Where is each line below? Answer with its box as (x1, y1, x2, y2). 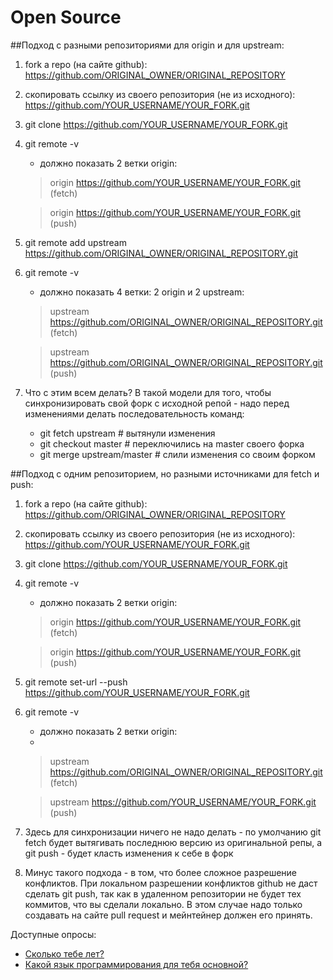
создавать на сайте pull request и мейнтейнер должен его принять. (24, 909, 313, 921)
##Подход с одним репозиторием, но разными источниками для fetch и (10, 467, 320, 480)
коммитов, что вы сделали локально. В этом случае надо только (24, 898, 303, 910)
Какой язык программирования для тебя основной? (24, 958, 249, 970)
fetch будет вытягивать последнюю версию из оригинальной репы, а (24, 836, 323, 848)
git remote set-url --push (24, 676, 128, 688)
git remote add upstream (24, 236, 127, 248)
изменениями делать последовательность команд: (24, 407, 245, 420)
